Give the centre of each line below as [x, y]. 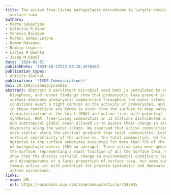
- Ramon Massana [22, 43]
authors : [15, 19]
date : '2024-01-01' [26, 62]
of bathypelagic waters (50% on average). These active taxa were [82, 147]
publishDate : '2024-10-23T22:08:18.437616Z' [53, 67]
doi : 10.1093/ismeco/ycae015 [36, 85]
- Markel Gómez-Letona [29, 39]
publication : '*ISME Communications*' [46, 81]
